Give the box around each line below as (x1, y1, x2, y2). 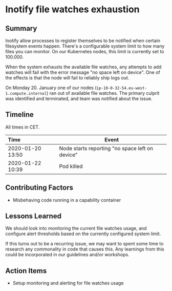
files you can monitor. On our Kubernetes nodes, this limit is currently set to (5, 49, 164, 54)
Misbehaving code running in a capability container (12, 197, 121, 203)
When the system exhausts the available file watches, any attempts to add (5, 64, 162, 70)
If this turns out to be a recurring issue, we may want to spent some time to (5, 241, 164, 247)
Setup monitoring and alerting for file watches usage (12, 280, 124, 286)
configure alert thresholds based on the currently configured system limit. (5, 231, 161, 237)
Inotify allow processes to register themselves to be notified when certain (5, 37, 160, 44)
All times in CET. (5, 124, 40, 130)
